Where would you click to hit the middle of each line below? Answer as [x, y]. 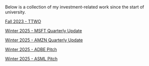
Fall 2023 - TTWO [23, 21]
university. [15, 12]
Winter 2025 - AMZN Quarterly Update [44, 40]
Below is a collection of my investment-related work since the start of [75, 7]
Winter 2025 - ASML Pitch [31, 59]
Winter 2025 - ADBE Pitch [31, 49]
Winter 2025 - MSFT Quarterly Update [44, 31]
